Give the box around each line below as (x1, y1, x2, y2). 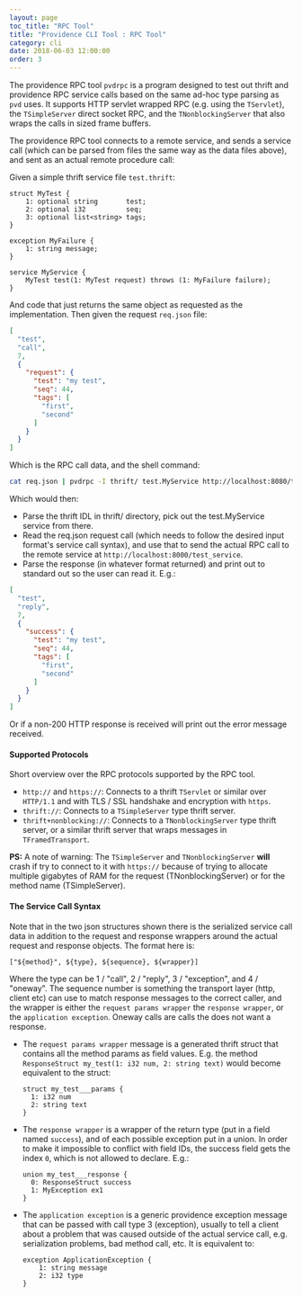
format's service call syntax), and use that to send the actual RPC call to (22, 540, 289, 550)
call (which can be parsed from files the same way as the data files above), (9, 145, 288, 156)
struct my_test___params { (22, 1085, 124, 1094)
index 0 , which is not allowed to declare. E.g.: (22, 1152, 190, 1163)
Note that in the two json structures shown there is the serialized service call (9, 921, 293, 932)
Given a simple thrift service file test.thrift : (9, 172, 175, 183)
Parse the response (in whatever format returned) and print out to (22, 559, 265, 569)
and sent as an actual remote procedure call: (9, 155, 175, 165)
